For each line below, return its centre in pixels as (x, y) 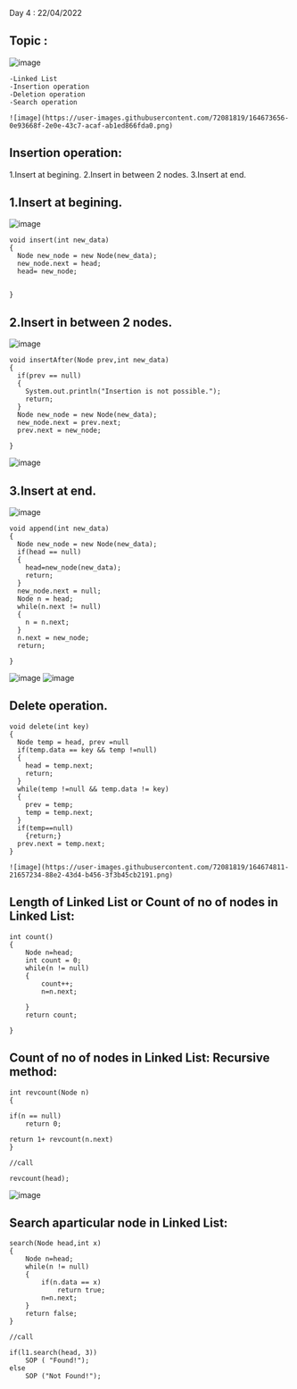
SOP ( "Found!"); (58, 1360)
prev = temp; (49, 804)
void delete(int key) (49, 727)
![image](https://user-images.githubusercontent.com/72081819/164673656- (149, 118)
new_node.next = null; (59, 591)
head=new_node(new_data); (74, 568)
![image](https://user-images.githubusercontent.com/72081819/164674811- (149, 867)
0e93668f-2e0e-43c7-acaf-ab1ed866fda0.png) (91, 125)
